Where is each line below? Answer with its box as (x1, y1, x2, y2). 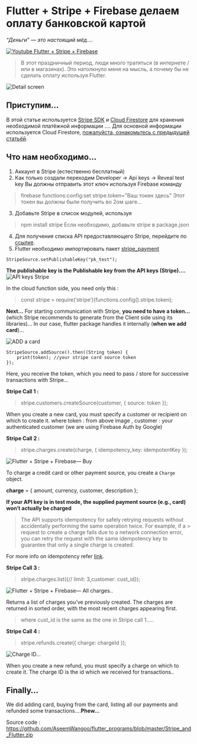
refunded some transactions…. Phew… (6, 707, 100, 714)
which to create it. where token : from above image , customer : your (6, 417, 173, 424)
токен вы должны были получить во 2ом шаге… (20, 198, 142, 205)
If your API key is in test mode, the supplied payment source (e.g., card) (6, 498, 186, 505)
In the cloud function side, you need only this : (6, 284, 120, 292)
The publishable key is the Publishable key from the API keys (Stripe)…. (6, 267, 186, 274)
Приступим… (6, 101, 59, 111)
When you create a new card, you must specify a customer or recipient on (6, 410, 188, 418)
